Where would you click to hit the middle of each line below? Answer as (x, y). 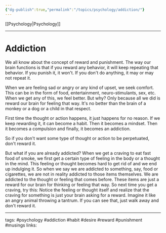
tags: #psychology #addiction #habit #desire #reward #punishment (74, 220)
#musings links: (21, 225)
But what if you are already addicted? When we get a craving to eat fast (78, 153)
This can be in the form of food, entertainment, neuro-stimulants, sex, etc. (81, 93)
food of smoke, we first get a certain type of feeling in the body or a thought (83, 158)
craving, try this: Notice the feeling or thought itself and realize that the (77, 190)
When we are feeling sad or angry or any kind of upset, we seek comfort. (80, 88)
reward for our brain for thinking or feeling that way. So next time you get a (81, 185)
